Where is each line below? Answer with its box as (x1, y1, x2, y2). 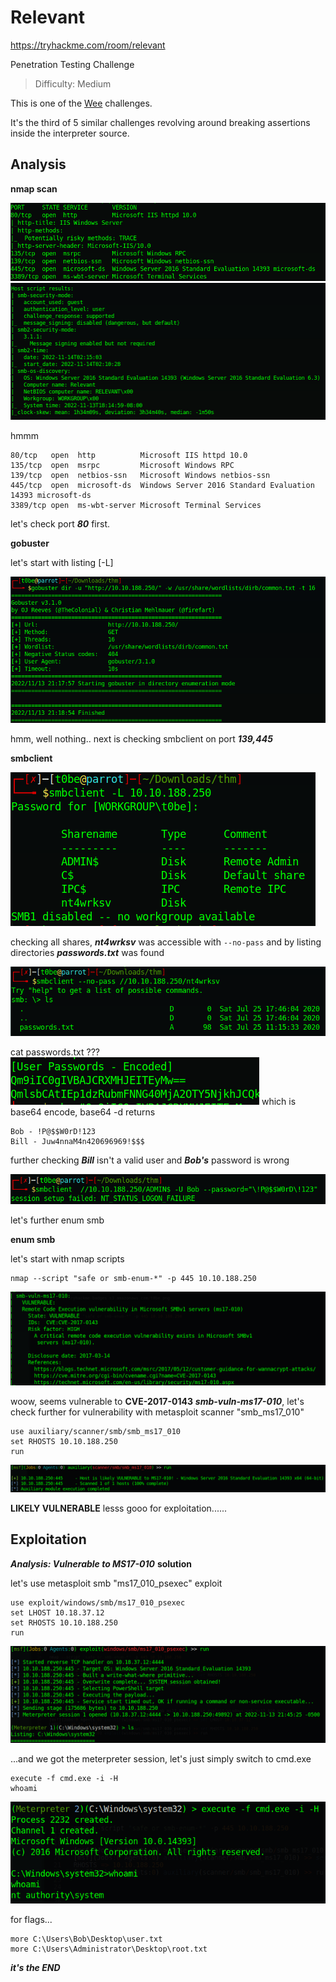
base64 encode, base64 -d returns (10, 1106, 156, 1118)
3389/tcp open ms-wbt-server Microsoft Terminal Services (10, 501, 262, 511)
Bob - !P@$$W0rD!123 (10, 1126, 97, 1136)
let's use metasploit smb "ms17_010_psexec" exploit (10, 1577, 223, 1589)
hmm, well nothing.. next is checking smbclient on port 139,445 (10, 733, 273, 745)
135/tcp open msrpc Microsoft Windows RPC (10, 461, 235, 471)
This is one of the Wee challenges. (10, 97, 153, 109)
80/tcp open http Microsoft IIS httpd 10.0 (10, 451, 248, 461)
